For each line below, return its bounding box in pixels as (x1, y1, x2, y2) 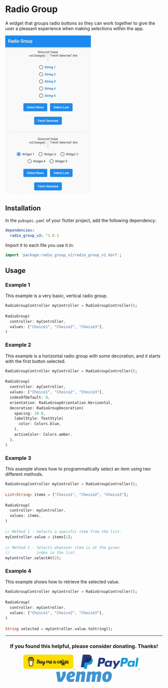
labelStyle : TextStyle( (14, 416, 64, 421)
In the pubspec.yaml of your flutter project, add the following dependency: (5, 217, 156, 223)
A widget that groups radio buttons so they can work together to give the (5, 20, 155, 26)
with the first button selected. (5, 358, 66, 364)
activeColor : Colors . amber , (14, 432, 72, 437)
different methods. (5, 471, 43, 477)
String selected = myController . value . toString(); (5, 626, 113, 631)
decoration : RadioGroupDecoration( (9, 405, 84, 410)
